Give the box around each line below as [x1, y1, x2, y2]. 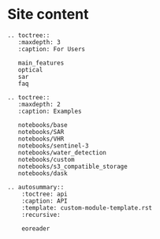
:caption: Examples [17, 107, 82, 115]
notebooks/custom [17, 155, 76, 163]
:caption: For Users [17, 45, 86, 53]
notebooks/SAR [17, 128, 65, 136]
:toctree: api [21, 190, 68, 198]
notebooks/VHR [17, 135, 65, 143]
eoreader [21, 224, 50, 233]
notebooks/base [17, 121, 68, 129]
